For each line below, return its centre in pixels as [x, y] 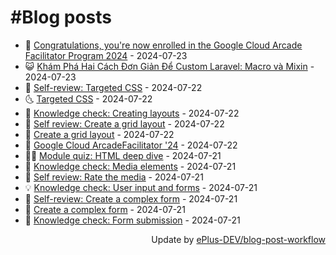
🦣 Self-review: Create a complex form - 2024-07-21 [131, 198]
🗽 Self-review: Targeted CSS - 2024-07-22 [113, 87]
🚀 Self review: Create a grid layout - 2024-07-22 [124, 123]
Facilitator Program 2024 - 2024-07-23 [106, 55]
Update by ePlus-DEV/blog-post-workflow [238, 239]
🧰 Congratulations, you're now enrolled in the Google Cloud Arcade [163, 45]
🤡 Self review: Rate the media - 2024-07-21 [114, 177]
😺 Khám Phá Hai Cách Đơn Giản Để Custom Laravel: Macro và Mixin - [169, 66]
